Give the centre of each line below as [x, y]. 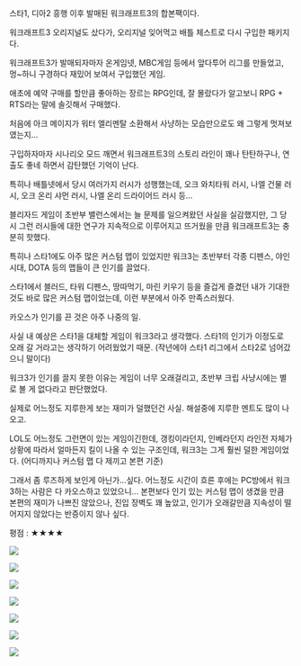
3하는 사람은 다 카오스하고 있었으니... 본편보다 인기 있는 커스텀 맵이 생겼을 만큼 [147, 491]
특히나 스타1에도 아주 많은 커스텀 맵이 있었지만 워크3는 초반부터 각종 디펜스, [142, 256]
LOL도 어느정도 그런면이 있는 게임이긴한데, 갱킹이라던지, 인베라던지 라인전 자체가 [151, 438]
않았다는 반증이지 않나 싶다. [81, 514]
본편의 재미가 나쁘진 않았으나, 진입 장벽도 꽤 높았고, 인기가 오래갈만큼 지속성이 [146, 503]
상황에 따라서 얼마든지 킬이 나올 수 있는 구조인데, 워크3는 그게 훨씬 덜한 [134, 450]
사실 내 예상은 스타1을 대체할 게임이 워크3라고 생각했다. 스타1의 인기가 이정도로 [147, 336]
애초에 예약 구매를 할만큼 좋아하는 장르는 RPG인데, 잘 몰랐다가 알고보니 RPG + [146, 93]
